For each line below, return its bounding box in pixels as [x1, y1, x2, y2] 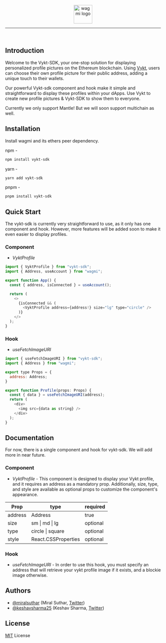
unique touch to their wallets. [5, 75, 64, 81]
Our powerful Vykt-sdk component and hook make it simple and [5, 85, 136, 91]
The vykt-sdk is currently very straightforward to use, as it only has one [5, 221, 151, 227]
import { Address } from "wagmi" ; [5, 361, 77, 366]
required [84, 503, 105, 510]
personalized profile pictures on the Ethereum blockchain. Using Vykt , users [5, 65, 160, 71]
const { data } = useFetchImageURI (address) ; [9, 392, 105, 398]
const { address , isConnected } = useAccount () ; [9, 282, 112, 287]
